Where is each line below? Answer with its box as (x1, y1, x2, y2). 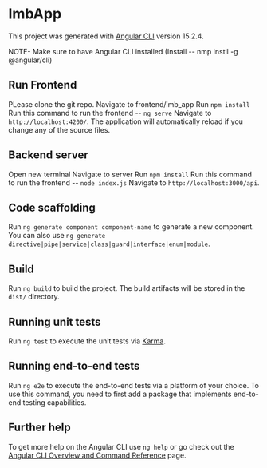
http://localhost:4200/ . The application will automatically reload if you (8, 117, 243, 126)
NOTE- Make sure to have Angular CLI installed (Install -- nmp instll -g (8, 46, 238, 56)
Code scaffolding (8, 200, 96, 214)
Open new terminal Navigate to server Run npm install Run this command (8, 169, 253, 179)
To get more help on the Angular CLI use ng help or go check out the (8, 442, 234, 451)
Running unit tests (8, 315, 101, 328)
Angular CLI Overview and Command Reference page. (8, 450, 187, 460)
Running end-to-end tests (8, 359, 140, 373)
